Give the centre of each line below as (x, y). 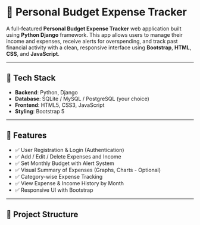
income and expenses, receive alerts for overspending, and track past (92, 41)
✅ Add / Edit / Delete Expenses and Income (68, 156)
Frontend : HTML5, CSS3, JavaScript (60, 105)
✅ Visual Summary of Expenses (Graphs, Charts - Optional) (88, 170)
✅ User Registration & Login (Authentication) (69, 150)
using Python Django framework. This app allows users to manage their (94, 34)
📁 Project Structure (42, 214)
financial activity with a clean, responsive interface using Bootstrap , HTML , (99, 47)
